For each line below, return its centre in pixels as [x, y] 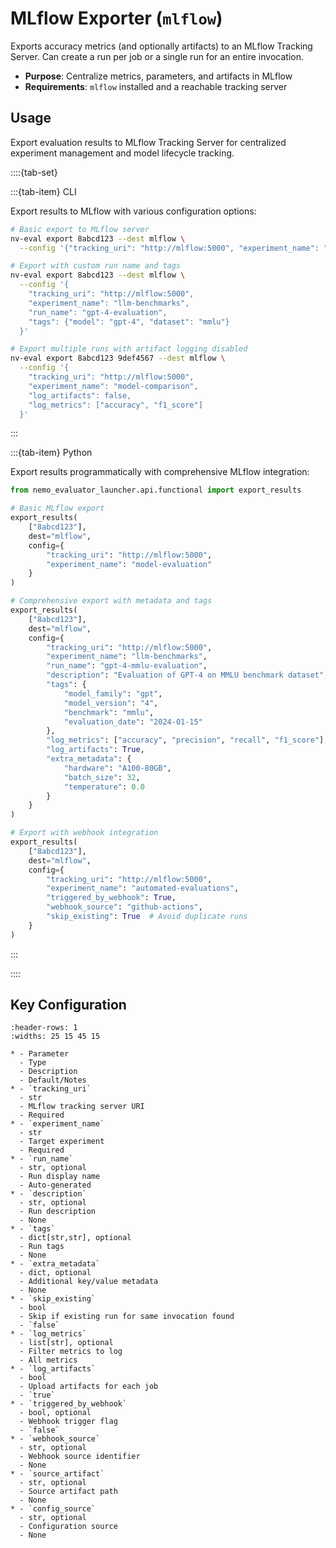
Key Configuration [68, 1005]
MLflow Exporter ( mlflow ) [116, 18]
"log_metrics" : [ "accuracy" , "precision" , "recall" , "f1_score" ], [187, 740]
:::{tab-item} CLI [43, 191]
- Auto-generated [55, 1185]
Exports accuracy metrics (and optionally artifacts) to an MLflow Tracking [161, 46]
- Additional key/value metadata [89, 1282]
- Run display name [60, 1177]
